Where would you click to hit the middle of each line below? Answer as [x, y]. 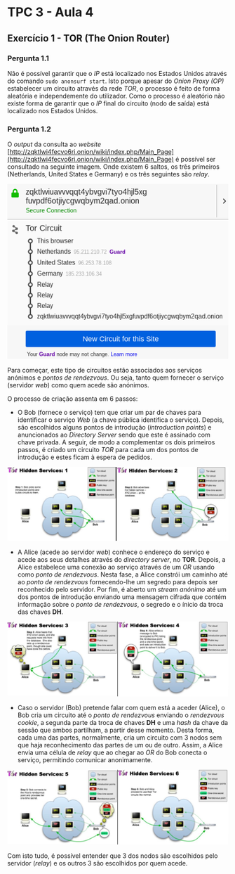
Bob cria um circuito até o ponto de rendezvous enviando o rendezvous [121, 715]
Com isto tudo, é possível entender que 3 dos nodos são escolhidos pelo [113, 856]
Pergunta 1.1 [28, 58]
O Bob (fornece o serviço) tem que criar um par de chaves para [109, 413]
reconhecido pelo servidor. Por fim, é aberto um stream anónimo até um [122, 590]
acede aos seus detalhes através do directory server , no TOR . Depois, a [121, 560]
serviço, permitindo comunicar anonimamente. [85, 760]
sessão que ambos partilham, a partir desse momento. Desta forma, [116, 730]
